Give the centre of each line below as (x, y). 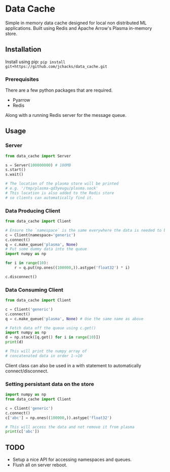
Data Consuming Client (34, 290)
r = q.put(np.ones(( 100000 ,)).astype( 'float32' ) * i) (72, 268)
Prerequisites (22, 79)
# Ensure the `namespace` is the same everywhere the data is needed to (83, 230)
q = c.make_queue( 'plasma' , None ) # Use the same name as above (74, 319)
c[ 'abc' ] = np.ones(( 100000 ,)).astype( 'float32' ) (59, 418)
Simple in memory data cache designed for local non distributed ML (76, 23)
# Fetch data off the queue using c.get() (51, 328)
